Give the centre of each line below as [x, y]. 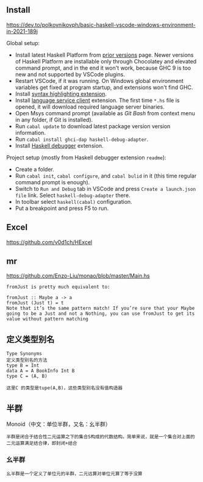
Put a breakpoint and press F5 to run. [62, 208]
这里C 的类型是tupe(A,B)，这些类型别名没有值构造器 [65, 388]
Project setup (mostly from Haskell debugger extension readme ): [86, 157]
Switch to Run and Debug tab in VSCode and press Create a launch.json [105, 189]
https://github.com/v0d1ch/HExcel [49, 242]
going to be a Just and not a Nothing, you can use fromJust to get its [101, 314]
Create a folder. [35, 169]
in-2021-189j [22, 31]
